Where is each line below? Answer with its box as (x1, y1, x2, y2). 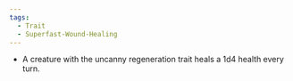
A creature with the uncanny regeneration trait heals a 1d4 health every (21, 54, 284, 65)
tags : (9, 12, 29, 22)
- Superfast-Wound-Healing (17, 29, 118, 38)
